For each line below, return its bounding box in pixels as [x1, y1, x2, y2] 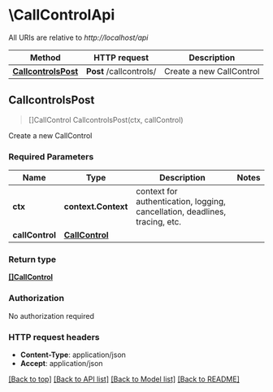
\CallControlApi [8, 6, 115, 24]
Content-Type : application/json [19, 350, 126, 359]
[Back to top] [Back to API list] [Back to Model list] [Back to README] [8, 374, 240, 384]
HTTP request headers [8, 331, 100, 342]
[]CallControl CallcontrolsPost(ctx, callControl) [28, 115, 184, 124]
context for [135, 185, 178, 197]
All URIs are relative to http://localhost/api [8, 33, 149, 42]
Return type [8, 254, 57, 265]
